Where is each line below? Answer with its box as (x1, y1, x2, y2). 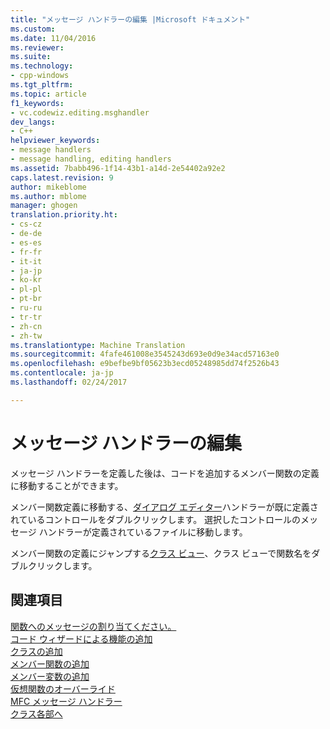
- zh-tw (10, 331, 43, 341)
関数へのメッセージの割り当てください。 (10, 620, 177, 632)
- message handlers (10, 145, 92, 155)
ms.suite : (10, 52, 52, 62)
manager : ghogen (10, 201, 78, 211)
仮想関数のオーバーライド (10, 682, 116, 695)
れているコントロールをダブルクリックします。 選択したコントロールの (10, 513, 302, 525)
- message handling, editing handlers (10, 154, 172, 164)
